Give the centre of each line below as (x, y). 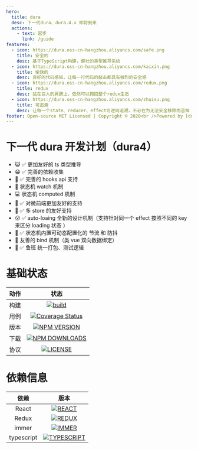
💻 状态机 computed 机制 (45, 194)
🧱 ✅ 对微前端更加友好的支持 (48, 203)
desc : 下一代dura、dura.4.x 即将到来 (54, 22)
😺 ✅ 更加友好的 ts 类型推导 (48, 165)
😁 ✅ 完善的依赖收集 (39, 172)
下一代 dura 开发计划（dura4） (82, 147)
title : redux (33, 89)
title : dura (26, 17)
